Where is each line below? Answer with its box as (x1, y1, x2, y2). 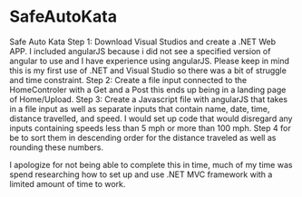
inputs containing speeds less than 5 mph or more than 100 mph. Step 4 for (9, 122, 292, 133)
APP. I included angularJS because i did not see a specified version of (9, 45, 271, 56)
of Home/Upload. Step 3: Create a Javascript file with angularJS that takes (9, 93, 288, 105)
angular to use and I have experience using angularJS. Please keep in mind (9, 55, 290, 66)
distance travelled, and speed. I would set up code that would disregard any (9, 113, 293, 124)
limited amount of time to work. (9, 178, 126, 189)
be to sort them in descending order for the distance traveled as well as (9, 132, 277, 143)
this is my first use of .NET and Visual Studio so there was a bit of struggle (9, 65, 287, 76)
